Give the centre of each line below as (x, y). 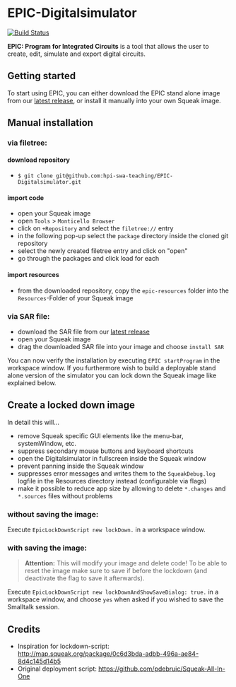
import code (26, 198)
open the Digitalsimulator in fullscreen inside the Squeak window (112, 458)
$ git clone (35, 176)
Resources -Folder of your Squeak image (75, 298)
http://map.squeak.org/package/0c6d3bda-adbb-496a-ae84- (108, 654)
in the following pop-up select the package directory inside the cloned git (123, 236)
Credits (24, 629)
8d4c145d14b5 (39, 662)
